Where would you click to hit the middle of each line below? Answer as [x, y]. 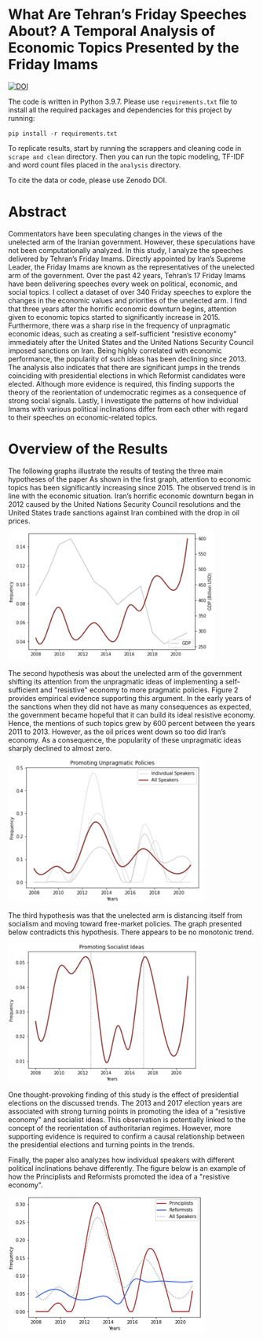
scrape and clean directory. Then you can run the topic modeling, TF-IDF [126, 156]
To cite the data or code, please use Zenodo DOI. [88, 180]
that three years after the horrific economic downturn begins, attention [122, 309]
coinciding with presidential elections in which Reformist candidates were [127, 376]
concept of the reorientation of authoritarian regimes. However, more [120, 1128]
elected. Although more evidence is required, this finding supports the [122, 383]
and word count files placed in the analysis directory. [95, 165]
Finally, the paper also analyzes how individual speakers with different [121, 1160]
